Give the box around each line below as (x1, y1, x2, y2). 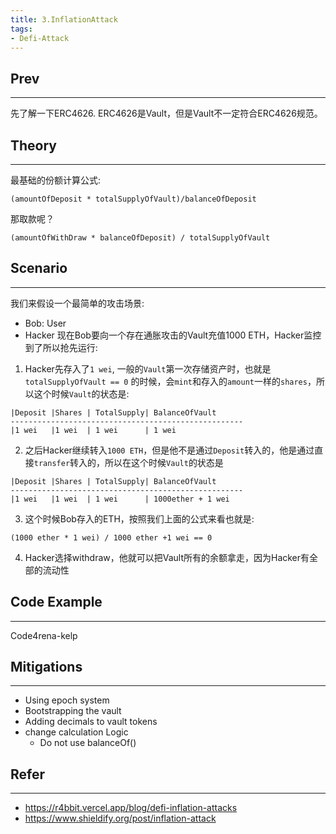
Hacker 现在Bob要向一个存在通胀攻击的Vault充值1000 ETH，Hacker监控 (24, 329, 322, 341)
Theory (10, 137, 58, 154)
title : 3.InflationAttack (10, 14, 118, 25)
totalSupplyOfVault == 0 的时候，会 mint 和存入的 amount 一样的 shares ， (24, 375, 317, 387)
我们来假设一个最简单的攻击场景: (10, 297, 145, 309)
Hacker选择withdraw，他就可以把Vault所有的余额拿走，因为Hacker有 (24, 551, 310, 563)
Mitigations (10, 659, 83, 676)
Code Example (10, 594, 103, 611)
